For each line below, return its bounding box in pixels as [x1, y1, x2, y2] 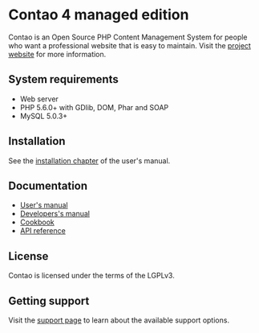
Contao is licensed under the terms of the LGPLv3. [8, 271, 175, 281]
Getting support [8, 294, 90, 307]
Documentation [8, 179, 88, 192]
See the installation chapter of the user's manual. [8, 155, 171, 166]
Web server [19, 94, 59, 104]
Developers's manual [19, 209, 91, 219]
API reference [19, 226, 66, 236]
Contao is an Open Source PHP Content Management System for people [8, 32, 248, 42]
